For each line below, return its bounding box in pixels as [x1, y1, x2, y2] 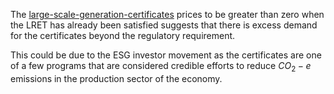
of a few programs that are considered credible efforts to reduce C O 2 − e [10, 60, 312, 74]
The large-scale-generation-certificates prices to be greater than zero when [10, 9, 325, 20]
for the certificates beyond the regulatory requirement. [10, 30, 236, 41]
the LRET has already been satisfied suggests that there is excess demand [10, 19, 318, 31]
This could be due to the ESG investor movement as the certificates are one [10, 49, 322, 61]
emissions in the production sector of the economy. [10, 72, 223, 84]
